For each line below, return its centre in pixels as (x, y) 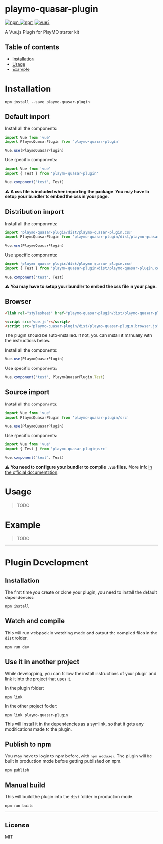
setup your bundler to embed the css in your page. (57, 196)
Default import (27, 117)
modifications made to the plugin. (39, 729)
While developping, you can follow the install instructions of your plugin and (81, 673)
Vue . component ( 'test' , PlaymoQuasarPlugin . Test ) (55, 377)
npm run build (19, 806)
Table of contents (32, 47)
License (17, 825)
